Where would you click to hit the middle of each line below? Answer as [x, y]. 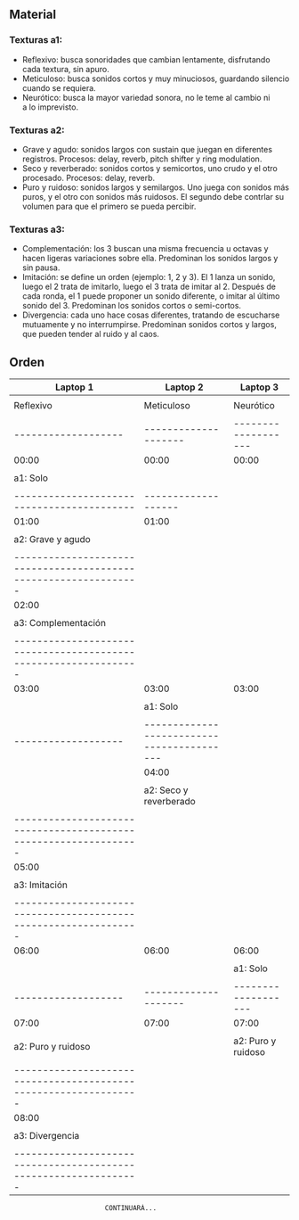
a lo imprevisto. [50, 107]
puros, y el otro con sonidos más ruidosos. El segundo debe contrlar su [153, 196]
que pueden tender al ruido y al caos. [91, 334]
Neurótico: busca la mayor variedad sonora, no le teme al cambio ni [146, 97]
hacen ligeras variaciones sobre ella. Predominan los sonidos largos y [150, 259]
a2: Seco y [166, 790]
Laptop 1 [74, 387]
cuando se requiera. [59, 87]
